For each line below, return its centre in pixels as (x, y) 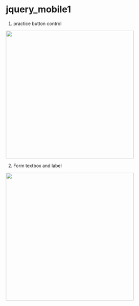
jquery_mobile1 (38, 9)
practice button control (37, 23)
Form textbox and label (37, 166)
